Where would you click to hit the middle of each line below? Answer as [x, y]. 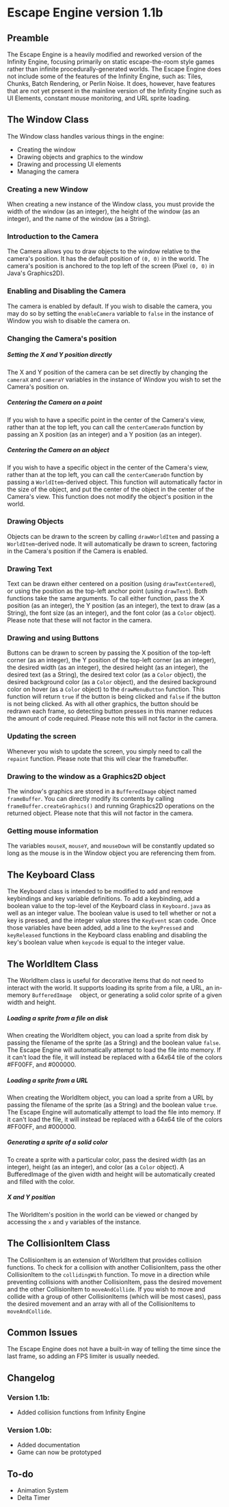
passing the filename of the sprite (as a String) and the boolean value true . [112, 1105]
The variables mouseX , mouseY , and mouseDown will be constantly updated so [111, 846]
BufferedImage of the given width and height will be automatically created [111, 1174]
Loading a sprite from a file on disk [57, 1018]
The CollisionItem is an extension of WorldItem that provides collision [104, 1260]
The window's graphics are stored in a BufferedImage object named [102, 791]
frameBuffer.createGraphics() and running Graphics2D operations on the [111, 806]
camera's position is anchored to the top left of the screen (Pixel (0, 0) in [111, 266]
